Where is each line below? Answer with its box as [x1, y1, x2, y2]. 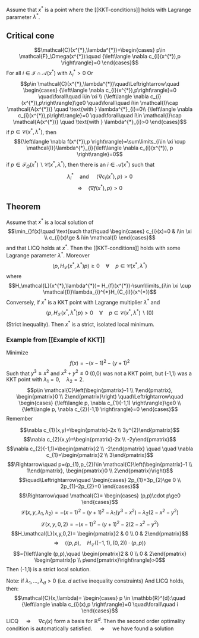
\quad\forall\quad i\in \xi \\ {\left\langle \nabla [38, 92, 149, 100]
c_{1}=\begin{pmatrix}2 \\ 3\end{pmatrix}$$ [46, 452, 154, 459]
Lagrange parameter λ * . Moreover [6, 250, 90, 259]
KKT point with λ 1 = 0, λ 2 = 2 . [6, 376, 84, 385]
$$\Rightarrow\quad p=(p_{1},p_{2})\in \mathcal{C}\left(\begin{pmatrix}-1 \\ [7, 461, 192, 468]
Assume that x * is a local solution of [6, 217, 94, 226]
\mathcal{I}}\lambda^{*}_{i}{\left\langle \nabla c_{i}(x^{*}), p [26, 144, 173, 151]
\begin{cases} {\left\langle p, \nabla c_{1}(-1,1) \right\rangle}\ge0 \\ [18, 399, 181, 407]
